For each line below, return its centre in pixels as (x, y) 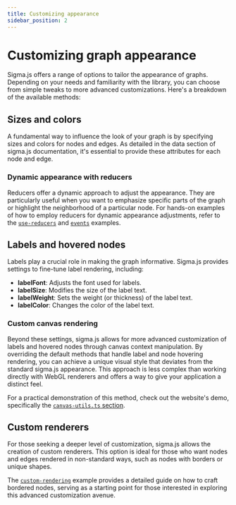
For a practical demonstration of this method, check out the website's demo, (118, 397)
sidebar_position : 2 (38, 20)
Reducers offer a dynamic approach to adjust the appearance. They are (111, 193)
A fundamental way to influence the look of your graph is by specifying (110, 136)
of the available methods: (44, 97)
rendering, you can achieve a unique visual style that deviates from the (110, 361)
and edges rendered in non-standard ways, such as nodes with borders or (115, 459)
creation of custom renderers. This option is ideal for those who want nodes (117, 451)
